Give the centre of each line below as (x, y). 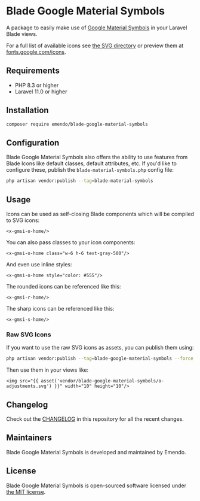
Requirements (33, 71)
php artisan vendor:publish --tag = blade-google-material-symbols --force (100, 359)
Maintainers (29, 438)
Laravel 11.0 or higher (41, 92)
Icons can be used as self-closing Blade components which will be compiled (100, 214)
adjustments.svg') (29, 386)
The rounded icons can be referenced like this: (64, 286)
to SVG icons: (23, 220)
